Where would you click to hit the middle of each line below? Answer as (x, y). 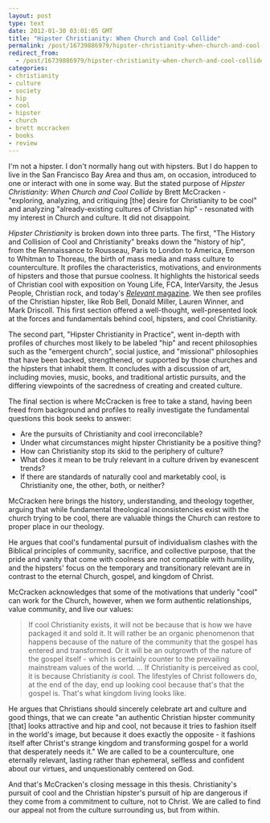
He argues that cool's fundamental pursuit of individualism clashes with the (133, 542)
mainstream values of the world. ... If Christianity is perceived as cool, (143, 667)
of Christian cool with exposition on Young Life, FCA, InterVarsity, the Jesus (133, 284)
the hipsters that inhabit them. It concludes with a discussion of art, (120, 368)
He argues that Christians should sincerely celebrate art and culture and (128, 709)
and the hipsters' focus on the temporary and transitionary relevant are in (130, 568)
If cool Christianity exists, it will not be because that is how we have (140, 624)
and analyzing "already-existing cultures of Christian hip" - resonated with (131, 209)
